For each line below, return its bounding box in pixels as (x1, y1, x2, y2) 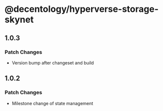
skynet (4, 14, 34, 25)
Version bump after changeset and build (11, 59, 94, 65)
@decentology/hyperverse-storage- (4, 3, 159, 15)
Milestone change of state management (11, 100, 94, 106)
